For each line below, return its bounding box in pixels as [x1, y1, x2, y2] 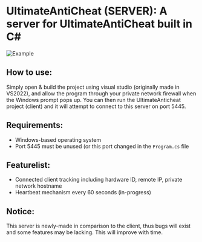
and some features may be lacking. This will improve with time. [6, 229, 163, 236]
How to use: [6, 68, 53, 78]
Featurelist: [6, 160, 50, 170]
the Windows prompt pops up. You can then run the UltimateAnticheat [6, 96, 181, 103]
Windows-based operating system [15, 136, 102, 143]
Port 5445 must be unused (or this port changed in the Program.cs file [15, 142, 189, 150]
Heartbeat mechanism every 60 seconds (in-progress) [15, 189, 151, 196]
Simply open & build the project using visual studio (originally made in [6, 83, 180, 91]
